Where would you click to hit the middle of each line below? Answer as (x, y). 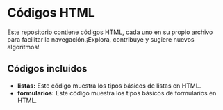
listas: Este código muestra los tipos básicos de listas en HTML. (109, 86)
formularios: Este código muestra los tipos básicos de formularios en (117, 93)
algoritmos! (23, 47)
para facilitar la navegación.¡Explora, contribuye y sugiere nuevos (101, 39)
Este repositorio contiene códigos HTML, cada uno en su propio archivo (110, 32)
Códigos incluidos (47, 69)
